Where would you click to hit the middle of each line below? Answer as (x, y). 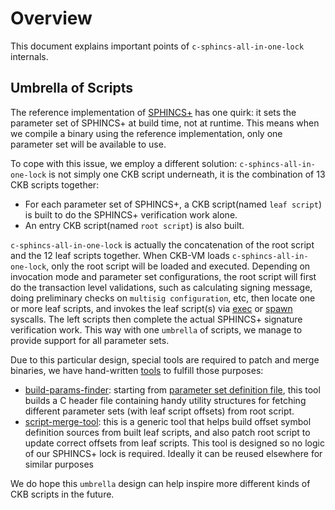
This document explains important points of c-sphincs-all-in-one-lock (157, 46)
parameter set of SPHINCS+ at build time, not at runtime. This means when (165, 123)
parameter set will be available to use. (88, 144)
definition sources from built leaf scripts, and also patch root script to (167, 432)
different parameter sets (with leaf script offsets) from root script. (159, 411)
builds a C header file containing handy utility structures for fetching (165, 400)
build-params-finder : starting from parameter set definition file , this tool (172, 389)
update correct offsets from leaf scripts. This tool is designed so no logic (174, 443)
